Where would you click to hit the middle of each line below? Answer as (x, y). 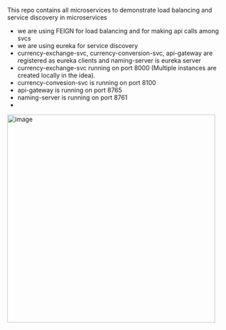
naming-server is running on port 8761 (72, 97)
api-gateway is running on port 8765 (70, 90)
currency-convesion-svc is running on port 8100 (87, 82)
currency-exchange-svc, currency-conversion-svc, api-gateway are (115, 53)
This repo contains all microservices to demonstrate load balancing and (110, 10)
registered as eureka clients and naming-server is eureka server (109, 61)
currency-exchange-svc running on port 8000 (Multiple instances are (117, 68)
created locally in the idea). (56, 75)
